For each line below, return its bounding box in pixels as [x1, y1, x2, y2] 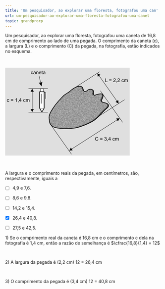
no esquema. [5, 48, 32, 54]
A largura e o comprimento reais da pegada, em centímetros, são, [5, 170, 139, 176]
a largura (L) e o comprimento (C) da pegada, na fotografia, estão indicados [5, 43, 160, 49]
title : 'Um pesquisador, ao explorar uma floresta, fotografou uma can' [5, 8, 159, 13]
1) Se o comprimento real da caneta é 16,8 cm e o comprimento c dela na [5, 235, 154, 241]
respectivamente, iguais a [5, 176, 58, 182]
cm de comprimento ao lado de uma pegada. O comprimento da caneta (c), [5, 38, 160, 44]
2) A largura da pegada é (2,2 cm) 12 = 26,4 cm [5, 259, 103, 265]
